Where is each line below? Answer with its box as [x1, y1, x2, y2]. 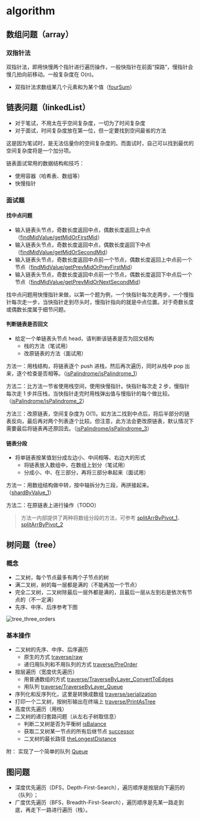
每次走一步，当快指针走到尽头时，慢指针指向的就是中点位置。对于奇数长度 [11, 298, 194, 305]
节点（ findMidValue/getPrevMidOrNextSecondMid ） [14, 278, 144, 285]
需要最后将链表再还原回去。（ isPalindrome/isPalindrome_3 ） [6, 425, 153, 432]
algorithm [6, 4, 55, 18]
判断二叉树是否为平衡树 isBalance [23, 720, 107, 727]
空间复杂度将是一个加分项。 [6, 147, 74, 154]
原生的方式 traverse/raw [23, 654, 83, 661]
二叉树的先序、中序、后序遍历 [14, 646, 88, 653]
